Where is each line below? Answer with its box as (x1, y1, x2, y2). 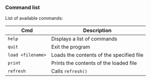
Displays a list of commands (51, 35, 118, 42)
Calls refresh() (51, 68, 88, 75)
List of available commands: (5, 15, 63, 21)
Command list (5, 4, 40, 11)
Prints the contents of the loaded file (51, 60, 137, 67)
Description (83, 27, 112, 34)
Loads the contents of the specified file (51, 52, 144, 59)
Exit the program (51, 44, 90, 51)
